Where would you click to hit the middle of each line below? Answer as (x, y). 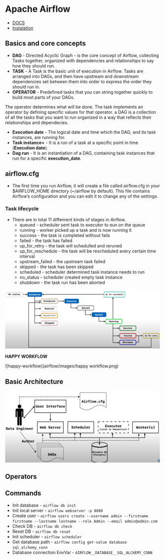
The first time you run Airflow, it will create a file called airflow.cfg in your (86, 185)
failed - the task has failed (46, 241)
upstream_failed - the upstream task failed (62, 261)
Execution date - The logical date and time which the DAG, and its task (84, 132)
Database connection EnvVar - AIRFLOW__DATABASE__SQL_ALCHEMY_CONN (82, 552)
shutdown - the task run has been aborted (62, 282)
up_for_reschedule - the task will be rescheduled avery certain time (88, 251)
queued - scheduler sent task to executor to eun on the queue (82, 225)
